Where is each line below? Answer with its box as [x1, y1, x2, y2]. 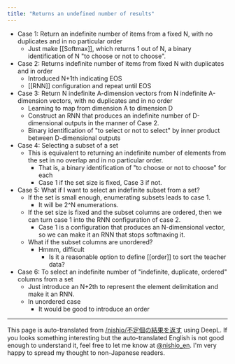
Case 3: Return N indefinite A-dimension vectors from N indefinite [17, 89, 208, 97]
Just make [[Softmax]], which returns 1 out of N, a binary [27, 44, 192, 52]
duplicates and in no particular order [17, 36, 122, 45]
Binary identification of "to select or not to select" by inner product [27, 126, 220, 134]
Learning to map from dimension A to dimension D [27, 104, 173, 112]
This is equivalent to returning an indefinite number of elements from [27, 148, 227, 157]
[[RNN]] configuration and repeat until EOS [27, 81, 152, 90]
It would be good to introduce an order [38, 304, 150, 313]
